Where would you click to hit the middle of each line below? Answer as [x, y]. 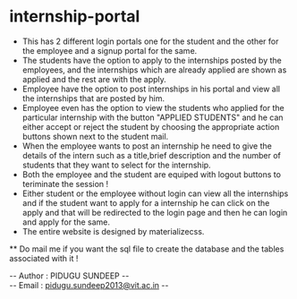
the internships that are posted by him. [93, 98]
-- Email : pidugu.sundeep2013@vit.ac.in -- [89, 285]
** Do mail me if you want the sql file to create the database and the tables [147, 249]
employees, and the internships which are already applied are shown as [154, 70]
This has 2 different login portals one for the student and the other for [150, 41]
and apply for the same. [66, 222]
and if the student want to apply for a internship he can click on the [146, 202]
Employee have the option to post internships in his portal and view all [151, 89]
